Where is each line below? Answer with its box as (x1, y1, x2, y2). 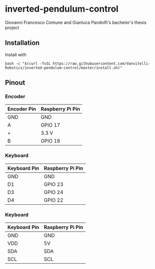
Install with (5, 52, 27, 57)
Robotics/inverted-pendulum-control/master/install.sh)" (5, 65, 123, 70)
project (5, 24, 19, 30)
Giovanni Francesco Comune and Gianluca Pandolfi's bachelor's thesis (5, 19, 147, 25)
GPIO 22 (44, 197, 64, 203)
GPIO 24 (44, 189, 64, 196)
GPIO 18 (41, 138, 61, 144)
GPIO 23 (44, 181, 64, 188)
